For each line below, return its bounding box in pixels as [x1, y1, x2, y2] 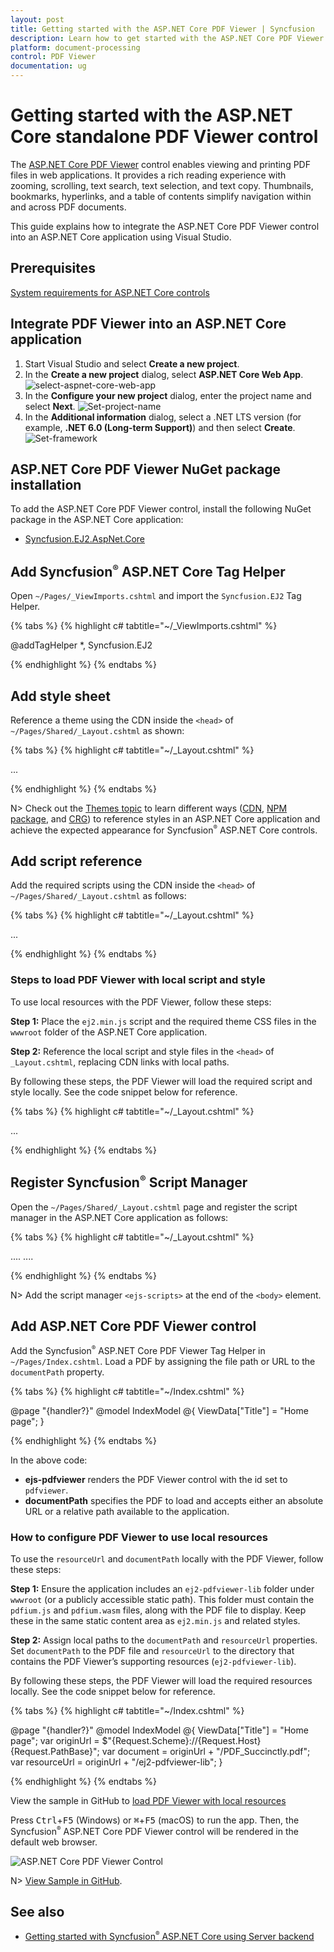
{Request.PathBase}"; [10, 1746, 100, 1758]
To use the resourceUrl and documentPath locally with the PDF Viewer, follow [10, 1553, 324, 1565]
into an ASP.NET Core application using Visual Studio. [10, 231, 232, 243]
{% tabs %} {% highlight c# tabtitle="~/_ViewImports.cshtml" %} [10, 620, 278, 632]
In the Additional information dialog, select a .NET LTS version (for [24, 411, 302, 423]
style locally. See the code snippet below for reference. [10, 1086, 238, 1098]
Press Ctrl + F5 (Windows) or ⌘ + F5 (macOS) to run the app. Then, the [10, 1814, 300, 1826]
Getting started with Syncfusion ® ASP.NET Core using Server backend [24, 1930, 315, 1943]
